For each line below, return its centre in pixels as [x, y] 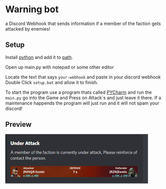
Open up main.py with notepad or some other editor [60, 67]
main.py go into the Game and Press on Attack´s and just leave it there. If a [83, 97]
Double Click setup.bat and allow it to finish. [52, 82]
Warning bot [32, 9]
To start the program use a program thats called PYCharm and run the [78, 92]
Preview [19, 125]
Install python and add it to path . [39, 57]
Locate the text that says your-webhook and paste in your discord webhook [83, 77]
